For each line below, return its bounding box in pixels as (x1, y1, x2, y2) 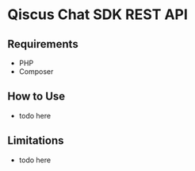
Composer (18, 67, 54, 76)
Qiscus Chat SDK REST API (7, 6, 188, 24)
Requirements (7, 37, 78, 51)
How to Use (7, 90, 66, 103)
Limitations (7, 134, 64, 148)
